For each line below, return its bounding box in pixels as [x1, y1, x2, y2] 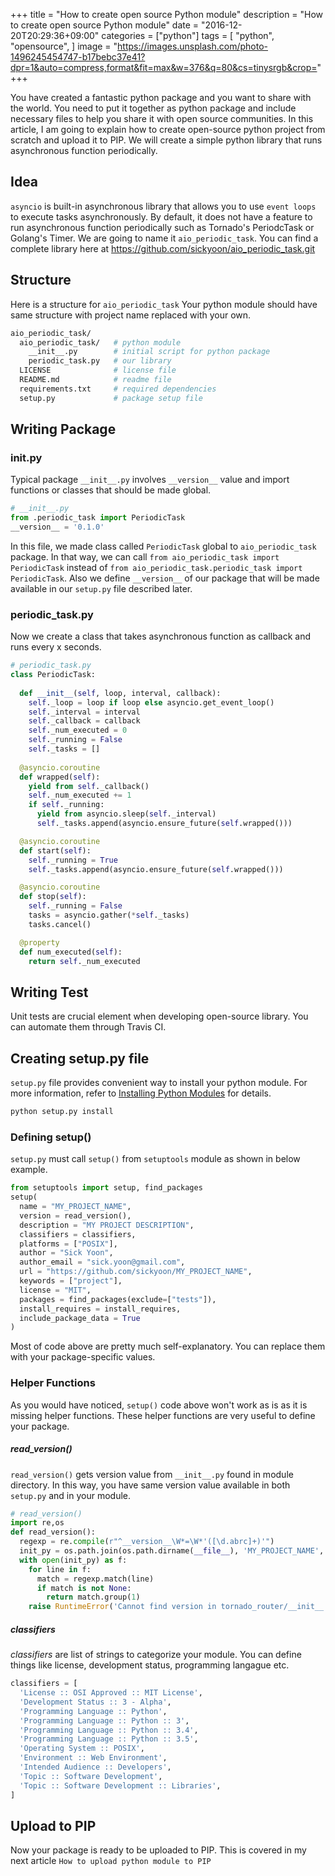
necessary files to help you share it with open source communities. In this [10, 113, 314, 124]
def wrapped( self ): [19, 772, 101, 782]
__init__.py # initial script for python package [28, 347, 271, 357]
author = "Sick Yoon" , [19, 1248, 114, 1258]
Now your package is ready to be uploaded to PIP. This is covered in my [10, 1844, 307, 1856]
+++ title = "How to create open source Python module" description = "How [10, 9, 324, 20]
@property [19, 937, 60, 948]
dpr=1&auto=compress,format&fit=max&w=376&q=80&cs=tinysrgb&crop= [10, 62, 318, 73]
